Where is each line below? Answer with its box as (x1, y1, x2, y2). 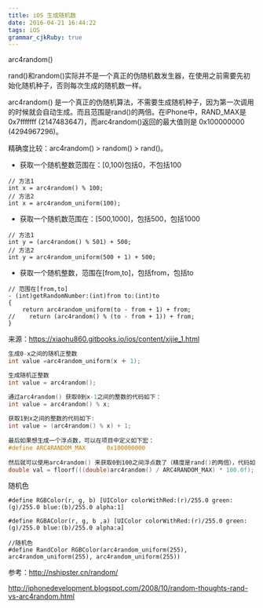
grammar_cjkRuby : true (8, 33, 82, 42)
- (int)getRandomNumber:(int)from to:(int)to (8, 292, 159, 300)
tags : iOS (8, 26, 41, 34)
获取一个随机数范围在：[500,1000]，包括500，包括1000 (19, 214, 200, 224)
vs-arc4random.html (8, 592, 75, 601)
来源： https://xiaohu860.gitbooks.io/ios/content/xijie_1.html (8, 334, 200, 344)
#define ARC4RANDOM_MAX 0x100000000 (8, 444, 146, 452)
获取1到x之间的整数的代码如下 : (8, 415, 96, 423)
